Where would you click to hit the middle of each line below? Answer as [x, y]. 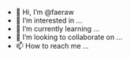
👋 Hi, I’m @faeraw [45, 12]
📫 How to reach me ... [52, 46]
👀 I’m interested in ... [49, 20]
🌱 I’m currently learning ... [58, 29]
